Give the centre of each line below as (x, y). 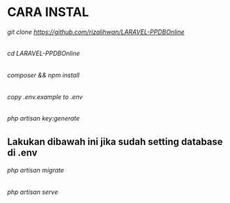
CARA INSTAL (48, 12)
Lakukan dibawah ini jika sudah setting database (115, 141)
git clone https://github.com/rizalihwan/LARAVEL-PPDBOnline (96, 31)
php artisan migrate (36, 170)
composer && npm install (44, 75)
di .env (22, 152)
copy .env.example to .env (45, 97)
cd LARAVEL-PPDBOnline (44, 54)
